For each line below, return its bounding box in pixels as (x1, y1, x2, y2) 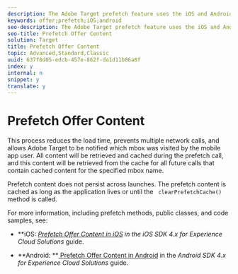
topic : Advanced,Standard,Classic (7, 50, 110, 57)
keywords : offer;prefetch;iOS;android (7, 17, 122, 24)
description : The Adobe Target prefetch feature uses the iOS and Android (7, 10, 233, 18)
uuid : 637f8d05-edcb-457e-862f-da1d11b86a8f (7, 56, 141, 64)
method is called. (7, 195, 58, 203)
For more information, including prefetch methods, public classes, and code (7, 209, 229, 218)
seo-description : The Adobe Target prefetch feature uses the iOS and (7, 23, 220, 30)
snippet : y (7, 76, 40, 83)
